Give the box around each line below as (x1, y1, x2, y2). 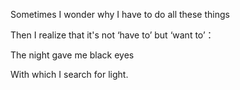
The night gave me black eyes (10, 49, 135, 61)
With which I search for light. (10, 69, 129, 80)
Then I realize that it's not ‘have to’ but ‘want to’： (10, 29, 215, 41)
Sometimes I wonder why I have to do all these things (10, 9, 230, 20)
